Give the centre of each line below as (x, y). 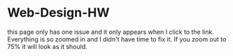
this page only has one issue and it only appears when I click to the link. (111, 32)
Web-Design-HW (58, 13)
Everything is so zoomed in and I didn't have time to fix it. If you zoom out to (117, 39)
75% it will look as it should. (47, 46)
